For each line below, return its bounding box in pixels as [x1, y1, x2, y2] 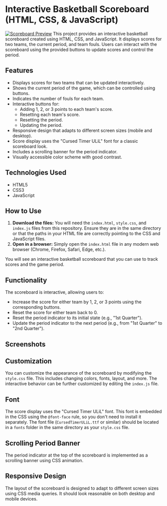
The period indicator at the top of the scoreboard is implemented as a [5, 452, 148, 458]
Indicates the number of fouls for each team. [12, 95, 104, 101]
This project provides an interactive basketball [53, 30, 148, 36]
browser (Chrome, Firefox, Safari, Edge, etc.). [12, 246, 106, 253]
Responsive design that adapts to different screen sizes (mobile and [12, 127, 153, 133]
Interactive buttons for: [12, 101, 60, 107]
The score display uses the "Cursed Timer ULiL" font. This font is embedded [5, 409, 162, 415]
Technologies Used [5, 168, 66, 177]
